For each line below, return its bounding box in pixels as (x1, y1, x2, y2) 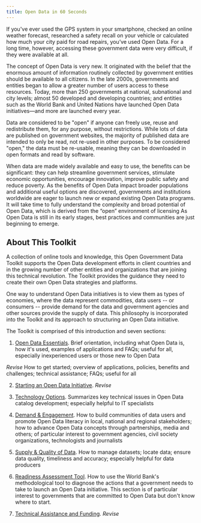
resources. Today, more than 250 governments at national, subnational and (6, 88, 192, 95)
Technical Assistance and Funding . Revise (14, 510, 119, 518)
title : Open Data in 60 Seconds (6, 8, 87, 15)
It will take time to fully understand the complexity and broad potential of (6, 201, 186, 208)
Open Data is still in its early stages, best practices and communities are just (6, 213, 195, 221)
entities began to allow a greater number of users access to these (6, 82, 169, 89)
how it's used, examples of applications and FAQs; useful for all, (14, 346, 173, 353)
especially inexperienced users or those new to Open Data (14, 352, 160, 359)
